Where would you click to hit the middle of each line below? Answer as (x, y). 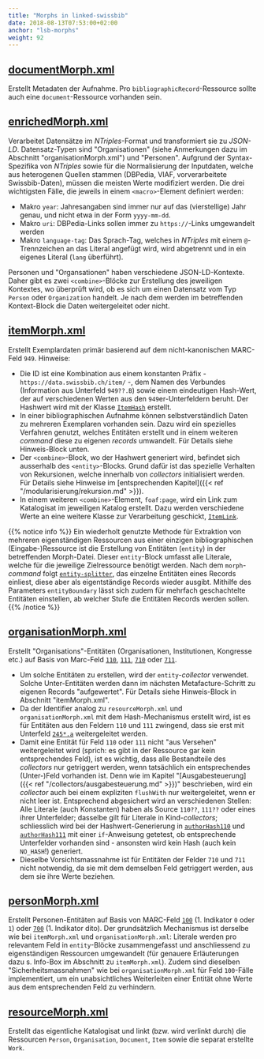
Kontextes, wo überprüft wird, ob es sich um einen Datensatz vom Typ (122, 288)
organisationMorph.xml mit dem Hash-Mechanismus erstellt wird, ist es (135, 717)
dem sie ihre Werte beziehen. (67, 876)
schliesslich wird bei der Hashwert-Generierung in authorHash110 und (132, 826)
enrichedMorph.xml (58, 122)
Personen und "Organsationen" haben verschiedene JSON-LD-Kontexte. (126, 272)
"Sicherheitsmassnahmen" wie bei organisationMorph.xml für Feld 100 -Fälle (131, 970)
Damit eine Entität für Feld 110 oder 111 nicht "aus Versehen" (118, 742)
